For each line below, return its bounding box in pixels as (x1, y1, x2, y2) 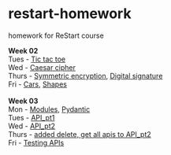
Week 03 (8, 96, 39, 105)
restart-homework (8, 5, 132, 23)
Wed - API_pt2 (8, 121, 56, 131)
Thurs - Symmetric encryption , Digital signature (8, 71, 163, 80)
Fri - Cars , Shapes (8, 79, 67, 89)
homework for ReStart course (8, 31, 104, 40)
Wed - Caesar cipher (8, 62, 76, 72)
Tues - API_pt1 (8, 113, 55, 122)
